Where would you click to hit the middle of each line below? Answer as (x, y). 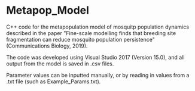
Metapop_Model (48, 10)
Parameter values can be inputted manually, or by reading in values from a (98, 75)
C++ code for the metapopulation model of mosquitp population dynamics (98, 27)
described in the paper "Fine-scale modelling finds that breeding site (91, 33)
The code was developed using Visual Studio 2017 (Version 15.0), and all (95, 57)
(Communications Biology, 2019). (47, 46)
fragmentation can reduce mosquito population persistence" (81, 39)
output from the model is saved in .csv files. (60, 64)
